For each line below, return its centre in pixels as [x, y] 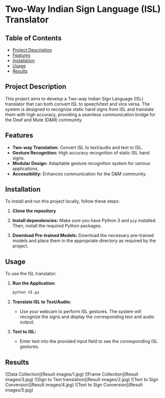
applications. [25, 168]
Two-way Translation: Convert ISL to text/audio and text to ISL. [78, 147]
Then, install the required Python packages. [57, 226]
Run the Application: [34, 283]
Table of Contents [34, 38]
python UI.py [26, 292]
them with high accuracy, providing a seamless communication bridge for [80, 114]
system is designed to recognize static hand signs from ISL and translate [80, 109]
